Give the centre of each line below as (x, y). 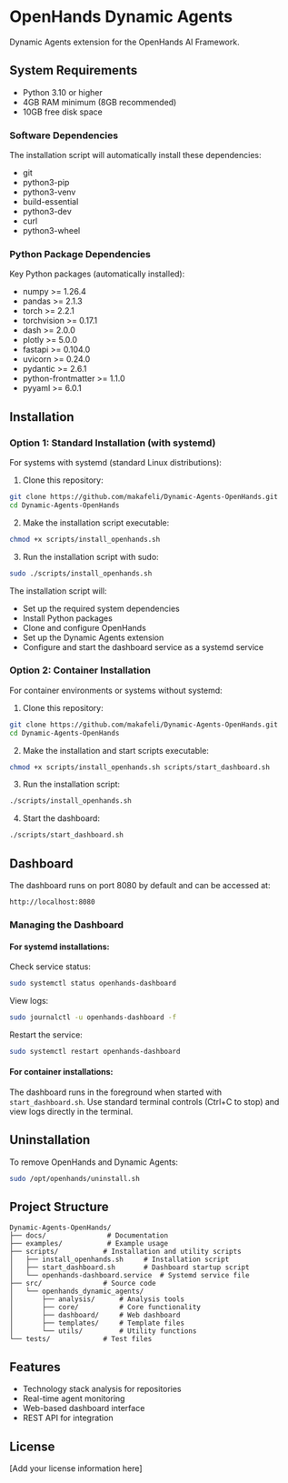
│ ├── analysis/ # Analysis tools (97, 1299)
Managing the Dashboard (67, 925)
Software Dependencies (64, 135)
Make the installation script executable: (96, 522)
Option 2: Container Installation (80, 670)
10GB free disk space (62, 112)
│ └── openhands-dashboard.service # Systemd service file (129, 1276)
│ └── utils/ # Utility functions (103, 1331)
